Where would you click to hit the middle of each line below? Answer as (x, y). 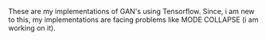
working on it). (32, 28)
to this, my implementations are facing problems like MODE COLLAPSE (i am (133, 20)
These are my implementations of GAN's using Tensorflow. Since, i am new (131, 11)
